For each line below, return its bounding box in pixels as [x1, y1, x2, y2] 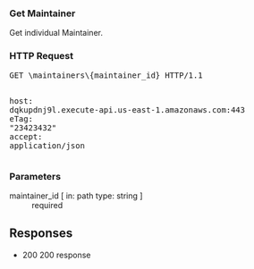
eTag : [9, 113, 34, 123]
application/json [9, 140, 85, 150]
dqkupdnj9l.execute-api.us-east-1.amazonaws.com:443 [9, 105, 246, 114]
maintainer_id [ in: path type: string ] [9, 190, 143, 201]
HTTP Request [9, 50, 74, 63]
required [31, 199, 63, 210]
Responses [9, 226, 73, 241]
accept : [9, 131, 43, 141]
